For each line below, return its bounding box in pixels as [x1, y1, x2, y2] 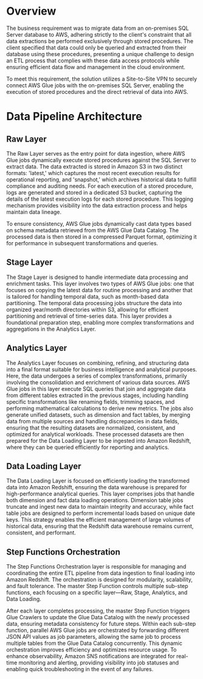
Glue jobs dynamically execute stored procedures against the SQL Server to [6, 156, 196, 163]
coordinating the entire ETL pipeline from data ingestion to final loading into [6, 569, 196, 577]
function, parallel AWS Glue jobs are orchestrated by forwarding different [6, 627, 190, 634]
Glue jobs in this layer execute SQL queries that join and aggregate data [6, 385, 186, 392]
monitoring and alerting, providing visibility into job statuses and [18, 659, 179, 666]
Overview [6, 4, 57, 18]
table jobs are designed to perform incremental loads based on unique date [6, 509, 196, 517]
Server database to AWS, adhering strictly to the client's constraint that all [6, 31, 191, 38]
